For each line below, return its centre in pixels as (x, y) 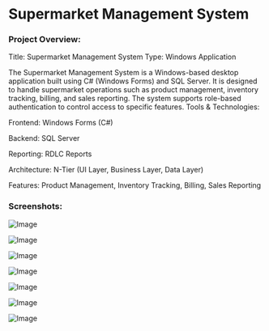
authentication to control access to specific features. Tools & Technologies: (134, 107)
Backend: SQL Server (44, 138)
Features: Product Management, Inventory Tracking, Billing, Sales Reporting (135, 185)
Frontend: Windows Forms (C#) (61, 123)
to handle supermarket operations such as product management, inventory (134, 90)
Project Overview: (45, 40)
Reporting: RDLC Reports (50, 154)
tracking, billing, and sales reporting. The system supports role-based (125, 99)
